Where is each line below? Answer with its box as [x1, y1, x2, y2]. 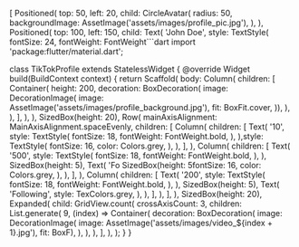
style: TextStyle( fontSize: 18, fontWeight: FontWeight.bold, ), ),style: [9, 131, 265, 141]
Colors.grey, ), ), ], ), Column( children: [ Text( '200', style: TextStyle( [9, 169, 265, 180]
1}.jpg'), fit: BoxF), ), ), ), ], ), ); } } [9, 227, 132, 238]
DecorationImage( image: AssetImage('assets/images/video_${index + [9, 217, 274, 228]
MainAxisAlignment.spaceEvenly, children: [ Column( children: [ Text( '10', [9, 121, 285, 132]
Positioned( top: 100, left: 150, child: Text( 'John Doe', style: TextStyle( [9, 27, 269, 37]
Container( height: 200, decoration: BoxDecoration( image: [9, 83, 229, 93]
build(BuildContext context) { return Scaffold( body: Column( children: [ [9, 73, 276, 84]
